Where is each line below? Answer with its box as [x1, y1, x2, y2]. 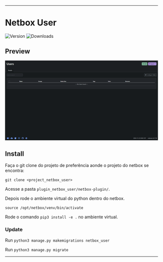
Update [5, 226, 23, 233]
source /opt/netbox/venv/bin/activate [5, 206, 83, 211]
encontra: [5, 168, 24, 174]
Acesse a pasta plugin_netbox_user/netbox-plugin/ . [5, 186, 110, 192]
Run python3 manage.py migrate [5, 246, 69, 252]
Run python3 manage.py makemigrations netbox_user [5, 237, 110, 243]
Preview [5, 47, 31, 56]
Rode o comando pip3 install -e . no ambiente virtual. [5, 214, 118, 220]
